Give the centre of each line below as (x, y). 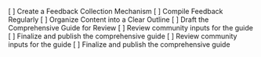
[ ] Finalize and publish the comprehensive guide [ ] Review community (123, 36)
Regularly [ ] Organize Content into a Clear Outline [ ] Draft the (109, 20)
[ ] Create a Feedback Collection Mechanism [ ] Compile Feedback (116, 11)
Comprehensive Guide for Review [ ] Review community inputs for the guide (130, 28)
